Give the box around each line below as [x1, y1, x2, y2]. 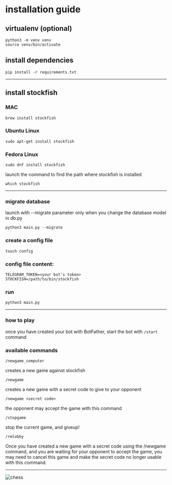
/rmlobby [5, 434, 24, 439]
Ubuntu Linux [5, 127, 40, 134]
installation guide [5, 4, 81, 15]
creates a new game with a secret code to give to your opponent [5, 386, 142, 392]
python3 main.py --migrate [5, 225, 63, 230]
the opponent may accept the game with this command [5, 405, 122, 411]
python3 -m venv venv [5, 37, 52, 43]
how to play [5, 317, 35, 324]
